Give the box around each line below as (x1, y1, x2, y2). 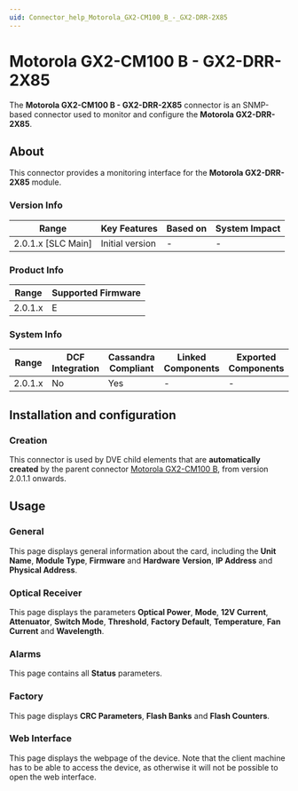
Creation (9, 434, 48, 447)
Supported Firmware (51, 286, 142, 298)
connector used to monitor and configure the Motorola (34, 108, 235, 120)
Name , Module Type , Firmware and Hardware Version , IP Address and (9, 555, 273, 566)
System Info (9, 328, 63, 340)
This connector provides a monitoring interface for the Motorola (9, 168, 244, 178)
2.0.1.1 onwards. (9, 472, 67, 484)
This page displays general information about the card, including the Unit (9, 545, 277, 556)
